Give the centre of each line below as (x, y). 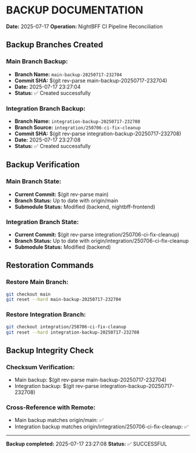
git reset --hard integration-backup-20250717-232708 (73, 332)
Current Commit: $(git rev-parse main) (62, 194)
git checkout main (28, 294)
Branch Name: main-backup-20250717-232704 (68, 74)
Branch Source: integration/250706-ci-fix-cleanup (78, 127)
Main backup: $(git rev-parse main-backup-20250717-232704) (90, 380)
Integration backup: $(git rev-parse (57, 386)
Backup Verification (43, 165)
